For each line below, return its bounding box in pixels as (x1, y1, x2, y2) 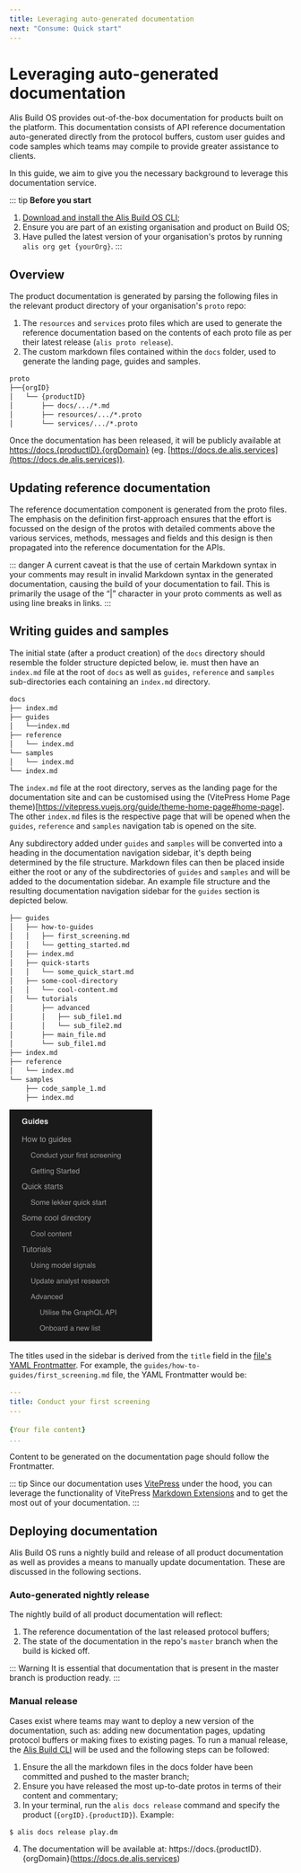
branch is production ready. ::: (9, 1673, 121, 1684)
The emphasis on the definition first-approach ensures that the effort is (9, 514, 271, 524)
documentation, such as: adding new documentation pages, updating (9, 1725, 266, 1736)
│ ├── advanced (9, 1003, 90, 1012)
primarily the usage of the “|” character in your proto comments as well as (9, 588, 282, 599)
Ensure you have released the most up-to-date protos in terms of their (21, 1781, 282, 1791)
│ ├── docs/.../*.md (9, 401, 110, 410)
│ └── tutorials (9, 994, 78, 1003)
